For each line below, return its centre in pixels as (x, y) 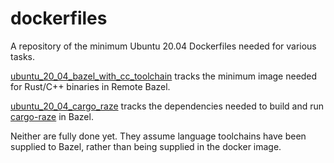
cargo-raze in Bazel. (52, 116)
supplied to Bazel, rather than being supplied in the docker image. (146, 146)
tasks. (23, 56)
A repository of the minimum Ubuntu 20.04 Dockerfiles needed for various (163, 46)
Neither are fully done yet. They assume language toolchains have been (158, 136)
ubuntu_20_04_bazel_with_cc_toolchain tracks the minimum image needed (164, 76)
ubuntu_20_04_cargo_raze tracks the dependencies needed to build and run (167, 106)
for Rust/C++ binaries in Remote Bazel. (90, 86)
